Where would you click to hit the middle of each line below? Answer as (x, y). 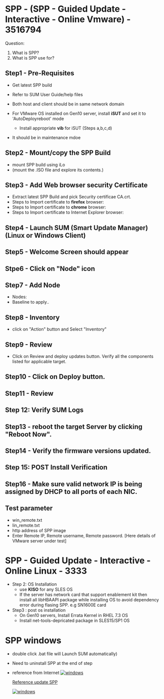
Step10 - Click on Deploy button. (55, 377)
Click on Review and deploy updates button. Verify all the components (83, 356)
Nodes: (19, 297)
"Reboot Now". (29, 434)
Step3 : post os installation (39, 610)
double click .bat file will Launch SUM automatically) (65, 654)
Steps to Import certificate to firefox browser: (58, 202)
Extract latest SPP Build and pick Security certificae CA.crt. (72, 197)
